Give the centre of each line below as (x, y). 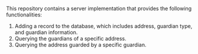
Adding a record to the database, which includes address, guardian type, (103, 26)
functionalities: (24, 15)
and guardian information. (46, 32)
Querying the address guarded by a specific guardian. (80, 45)
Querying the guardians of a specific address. (70, 38)
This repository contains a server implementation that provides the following (99, 9)
